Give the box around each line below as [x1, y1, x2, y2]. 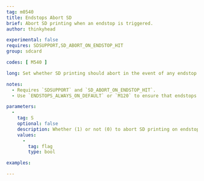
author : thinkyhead [6, 26, 56, 32]
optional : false [17, 121, 59, 127]
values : [17, 132, 36, 138]
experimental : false [6, 37, 59, 43]
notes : [6, 81, 23, 87]
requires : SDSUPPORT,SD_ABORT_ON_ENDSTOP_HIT [6, 43, 123, 49]
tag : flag [28, 143, 53, 149]
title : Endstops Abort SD [6, 15, 72, 21]
